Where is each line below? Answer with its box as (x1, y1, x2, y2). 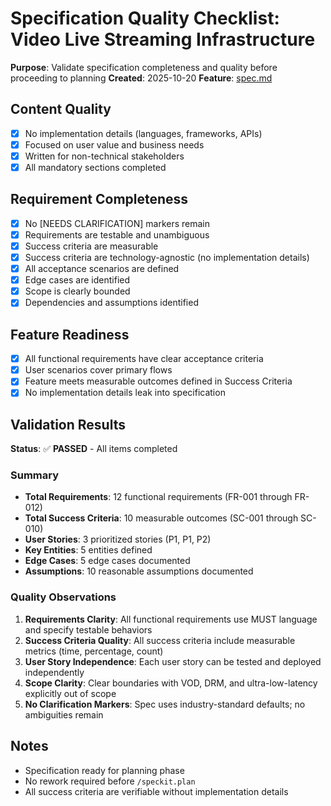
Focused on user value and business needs (24, 138, 205, 151)
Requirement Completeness (10, 191, 189, 208)
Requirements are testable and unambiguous (24, 228, 210, 241)
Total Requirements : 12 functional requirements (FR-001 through (24, 491, 293, 503)
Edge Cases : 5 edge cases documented (24, 555, 191, 567)
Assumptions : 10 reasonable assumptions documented (24, 565, 254, 577)
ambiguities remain (24, 708, 104, 721)
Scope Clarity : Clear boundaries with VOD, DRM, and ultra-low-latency (24, 677, 318, 689)
